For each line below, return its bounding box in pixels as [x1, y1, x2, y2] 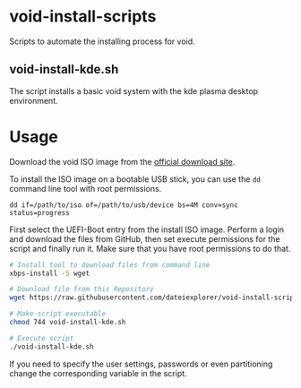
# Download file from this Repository [9, 285, 154, 294]
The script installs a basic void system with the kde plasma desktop [9, 85, 258, 96]
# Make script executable [9, 309, 106, 319]
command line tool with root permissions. [9, 183, 162, 194]
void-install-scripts [9, 6, 157, 27]
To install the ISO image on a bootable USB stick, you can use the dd [9, 173, 262, 185]
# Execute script [9, 333, 74, 342]
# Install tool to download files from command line [9, 260, 211, 270]
